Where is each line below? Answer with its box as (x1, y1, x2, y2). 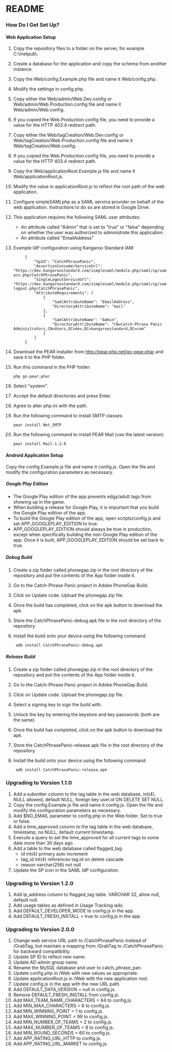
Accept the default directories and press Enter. (13, 393, 112, 399)
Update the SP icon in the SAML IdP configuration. (13, 867, 119, 873)
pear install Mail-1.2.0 (13, 441, 66, 446)
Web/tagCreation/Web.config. (13, 143, 77, 149)
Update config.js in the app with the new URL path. (13, 981, 120, 987)
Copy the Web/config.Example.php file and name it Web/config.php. (13, 76, 157, 82)
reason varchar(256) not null (20, 861, 81, 867)
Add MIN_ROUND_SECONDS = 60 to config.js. (13, 1030, 111, 1036)
